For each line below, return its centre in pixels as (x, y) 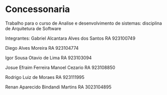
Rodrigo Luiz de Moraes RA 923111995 (45, 77)
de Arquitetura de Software (33, 28)
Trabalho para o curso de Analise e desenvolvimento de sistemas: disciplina (83, 23)
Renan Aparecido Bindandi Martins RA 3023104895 (58, 87)
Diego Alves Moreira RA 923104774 (42, 48)
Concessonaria (38, 9)
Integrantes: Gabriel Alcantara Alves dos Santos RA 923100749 (70, 38)
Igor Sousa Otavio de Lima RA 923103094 (48, 58)
